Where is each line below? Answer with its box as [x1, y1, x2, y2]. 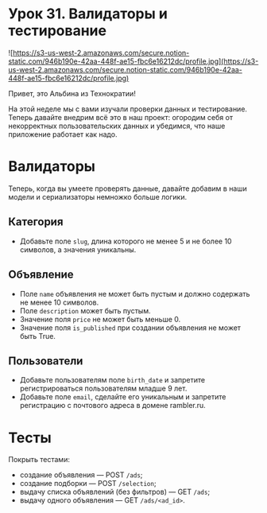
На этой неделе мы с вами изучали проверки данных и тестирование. [8, 104, 248, 114]
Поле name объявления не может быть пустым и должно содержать [19, 289, 250, 298]
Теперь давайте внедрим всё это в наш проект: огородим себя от [8, 112, 233, 122]
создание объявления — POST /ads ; [19, 470, 143, 480]
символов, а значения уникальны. [19, 244, 137, 255]
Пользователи [8, 354, 83, 367]
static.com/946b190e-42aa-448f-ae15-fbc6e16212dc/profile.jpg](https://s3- [8, 56, 259, 66]
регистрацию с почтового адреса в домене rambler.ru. [19, 401, 207, 410]
